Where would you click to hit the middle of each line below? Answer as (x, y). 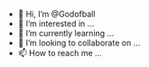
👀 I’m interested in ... (56, 24)
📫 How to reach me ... (60, 53)
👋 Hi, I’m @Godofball (56, 14)
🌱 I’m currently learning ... (66, 33)
